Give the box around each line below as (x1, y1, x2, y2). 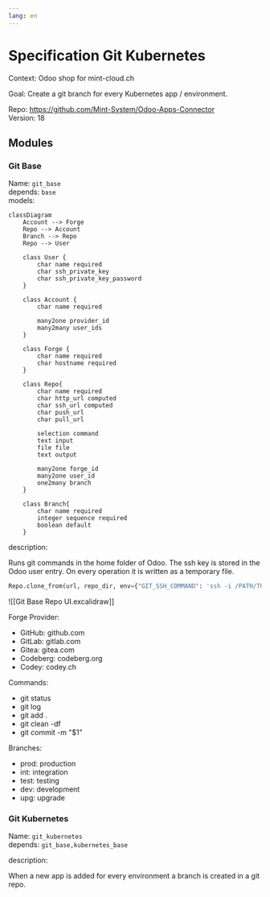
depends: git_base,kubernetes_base (8, 840, 129, 849)
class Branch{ (22, 500, 70, 508)
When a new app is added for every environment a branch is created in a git (8, 871, 260, 881)
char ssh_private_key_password (37, 275, 142, 283)
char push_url (37, 408, 84, 417)
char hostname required (37, 359, 117, 367)
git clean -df (19, 719, 62, 729)
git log (19, 702, 42, 712)
